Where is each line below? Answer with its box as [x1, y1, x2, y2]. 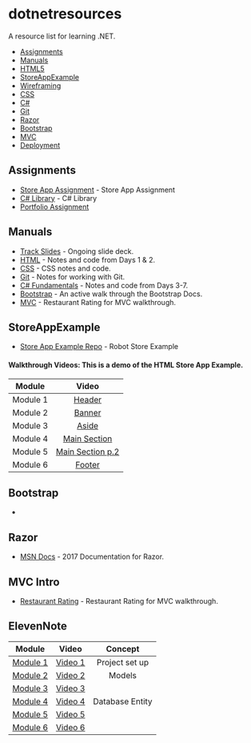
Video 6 [55, 721, 86, 733]
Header [73, 394, 102, 405]
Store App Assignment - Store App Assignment [19, 185, 176, 195]
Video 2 [55, 669, 86, 681]
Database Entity [93, 696, 153, 707]
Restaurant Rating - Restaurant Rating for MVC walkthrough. [19, 596, 218, 606]
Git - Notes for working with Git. [19, 271, 125, 281]
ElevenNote [8, 620, 68, 633]
